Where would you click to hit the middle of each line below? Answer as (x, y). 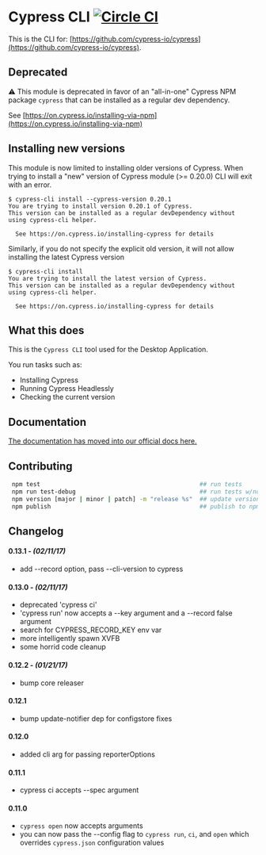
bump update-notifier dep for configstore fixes (96, 719)
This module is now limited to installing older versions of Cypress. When (126, 167)
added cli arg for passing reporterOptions (87, 754)
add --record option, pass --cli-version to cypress (101, 569)
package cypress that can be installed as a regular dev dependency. (119, 100)
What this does (46, 330)
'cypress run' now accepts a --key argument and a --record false (126, 613)
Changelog (36, 531)
